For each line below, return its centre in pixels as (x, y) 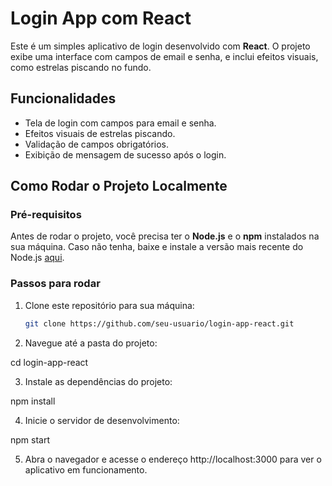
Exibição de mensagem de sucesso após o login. (125, 154)
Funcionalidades (63, 98)
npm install (33, 401)
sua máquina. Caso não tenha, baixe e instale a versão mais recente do (157, 247)
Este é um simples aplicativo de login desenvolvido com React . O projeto (160, 46)
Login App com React (101, 18)
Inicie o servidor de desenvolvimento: (102, 420)
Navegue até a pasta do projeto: (91, 343)
